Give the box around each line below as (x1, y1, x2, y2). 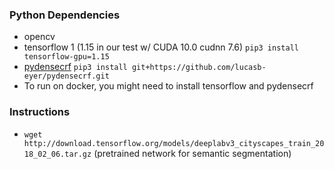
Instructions (9, 105, 71, 119)
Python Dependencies (9, 8, 121, 22)
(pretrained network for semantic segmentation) (93, 147, 292, 159)
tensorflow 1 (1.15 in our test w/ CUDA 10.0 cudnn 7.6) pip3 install (23, 41, 299, 53)
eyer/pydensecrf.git (23, 71, 110, 82)
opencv (23, 31, 56, 43)
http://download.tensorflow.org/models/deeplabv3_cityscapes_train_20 (23, 138, 325, 148)
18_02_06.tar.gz (23, 149, 92, 159)
